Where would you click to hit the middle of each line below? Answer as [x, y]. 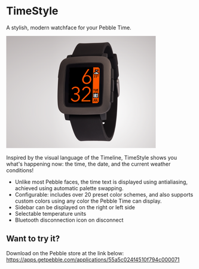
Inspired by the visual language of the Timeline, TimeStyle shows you [92, 157]
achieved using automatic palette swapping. [69, 188]
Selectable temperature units [50, 213]
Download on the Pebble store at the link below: [65, 253]
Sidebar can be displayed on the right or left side [75, 207]
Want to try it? [33, 239]
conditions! [20, 170]
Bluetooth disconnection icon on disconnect [69, 220]
